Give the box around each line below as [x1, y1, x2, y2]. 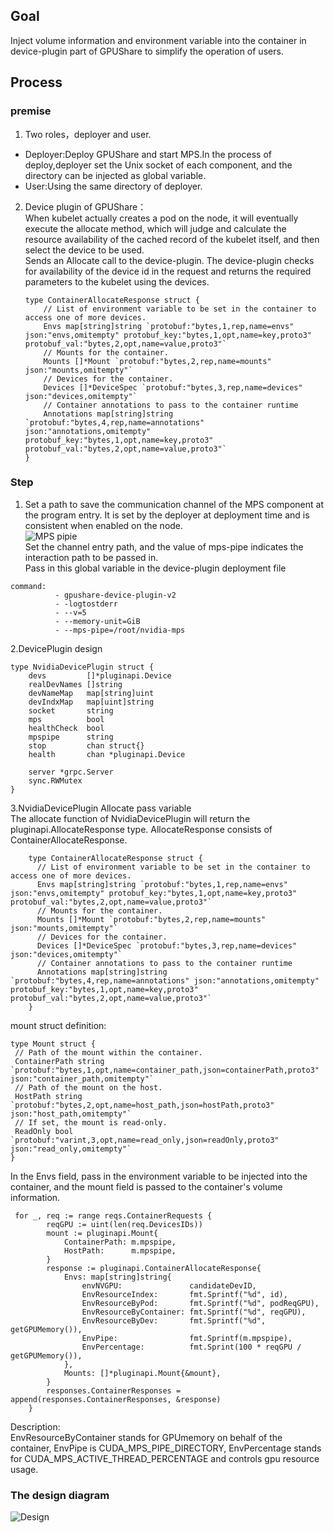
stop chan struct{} [28, 740, 145, 751]
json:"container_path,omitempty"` [10, 1074, 155, 1084]
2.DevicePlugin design [10, 642, 103, 654]
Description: [10, 1420, 61, 1433]
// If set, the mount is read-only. [14, 1117, 168, 1128]
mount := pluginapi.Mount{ [46, 1228, 159, 1238]
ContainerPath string [14, 1056, 105, 1066]
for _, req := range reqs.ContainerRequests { [14, 1210, 213, 1221]
